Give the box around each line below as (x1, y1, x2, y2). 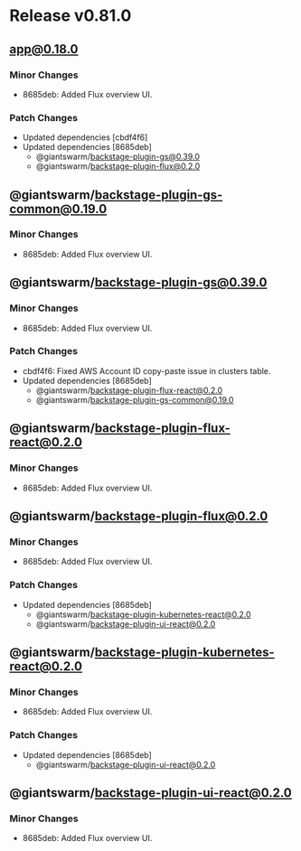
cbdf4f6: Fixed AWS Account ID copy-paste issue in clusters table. (22, 365, 271, 376)
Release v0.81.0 (9, 5, 132, 26)
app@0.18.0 (9, 42, 79, 57)
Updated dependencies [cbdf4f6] (22, 132, 148, 143)
